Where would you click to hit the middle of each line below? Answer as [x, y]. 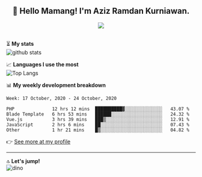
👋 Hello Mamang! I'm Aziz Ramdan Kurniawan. [101, 11]
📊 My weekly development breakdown [56, 85]
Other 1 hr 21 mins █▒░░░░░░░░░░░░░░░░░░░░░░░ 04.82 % [98, 130]
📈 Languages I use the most [43, 64]
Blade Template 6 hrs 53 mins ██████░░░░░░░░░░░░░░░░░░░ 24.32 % [98, 114]
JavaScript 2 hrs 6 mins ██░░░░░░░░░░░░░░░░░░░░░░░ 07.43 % [98, 125]
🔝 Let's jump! [23, 161]
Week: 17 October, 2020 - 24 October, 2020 [62, 98]
